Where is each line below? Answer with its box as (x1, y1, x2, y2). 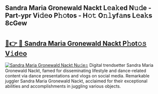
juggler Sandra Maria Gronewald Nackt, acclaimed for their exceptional (5, 78, 148, 84)
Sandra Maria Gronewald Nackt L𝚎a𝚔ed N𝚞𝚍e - (5, 4, 152, 12)
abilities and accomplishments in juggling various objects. (5, 83, 121, 89)
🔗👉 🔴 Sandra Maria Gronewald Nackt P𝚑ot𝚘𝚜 (5, 39, 147, 48)
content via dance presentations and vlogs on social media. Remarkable (5, 73, 150, 78)
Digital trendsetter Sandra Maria (89, 62, 154, 68)
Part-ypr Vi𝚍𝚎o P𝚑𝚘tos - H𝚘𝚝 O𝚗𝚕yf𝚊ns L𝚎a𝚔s (5, 12, 153, 20)
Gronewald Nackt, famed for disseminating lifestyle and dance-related (5, 68, 146, 74)
